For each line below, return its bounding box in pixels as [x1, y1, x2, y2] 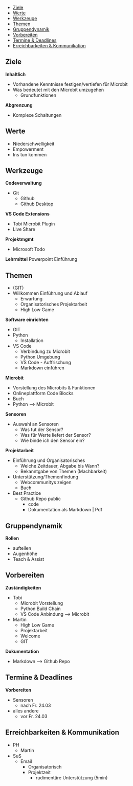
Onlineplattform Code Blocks [12, 390, 74, 397]
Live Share [12, 226, 36, 233]
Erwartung [20, 296, 42, 302]
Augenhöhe [12, 550, 37, 557]
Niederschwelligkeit [12, 140, 55, 147]
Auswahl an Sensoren [12, 421, 59, 427]
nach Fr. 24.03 [20, 702, 51, 708]
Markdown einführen [20, 365, 65, 371]
